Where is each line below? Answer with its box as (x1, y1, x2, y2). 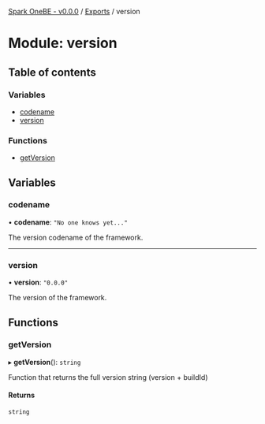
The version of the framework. (8, 293, 107, 303)
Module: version (8, 35, 118, 52)
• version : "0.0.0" (8, 277, 69, 287)
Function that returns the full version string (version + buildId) (8, 372, 208, 381)
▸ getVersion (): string (8, 357, 81, 366)
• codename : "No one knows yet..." (8, 217, 129, 227)
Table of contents (8, 65, 96, 79)
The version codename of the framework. (8, 232, 144, 242)
